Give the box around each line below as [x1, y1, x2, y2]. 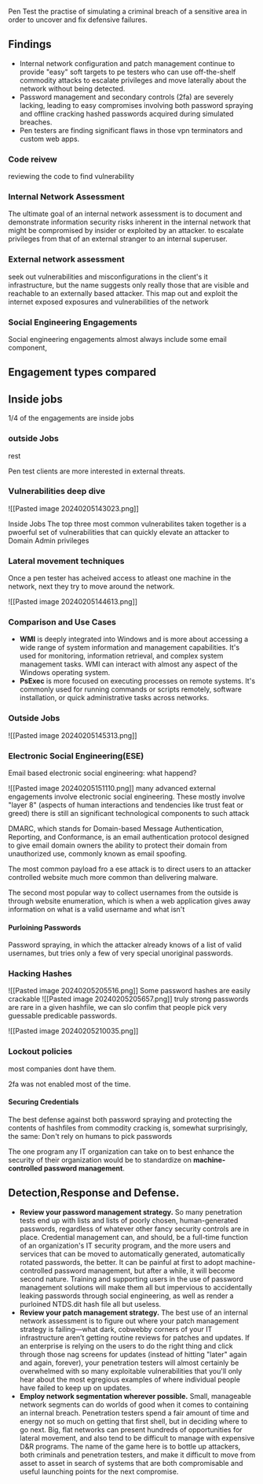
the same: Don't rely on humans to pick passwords [8, 1131, 173, 1141]
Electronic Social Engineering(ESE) [8, 750, 144, 761]
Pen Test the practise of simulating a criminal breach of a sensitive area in [8, 7, 247, 16]
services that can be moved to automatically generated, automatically [19, 1248, 246, 1259]
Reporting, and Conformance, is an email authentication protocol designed [8, 832, 250, 841]
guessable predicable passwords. [8, 1011, 118, 1021]
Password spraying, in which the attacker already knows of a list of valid [8, 940, 242, 950]
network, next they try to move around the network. [8, 582, 175, 592]
